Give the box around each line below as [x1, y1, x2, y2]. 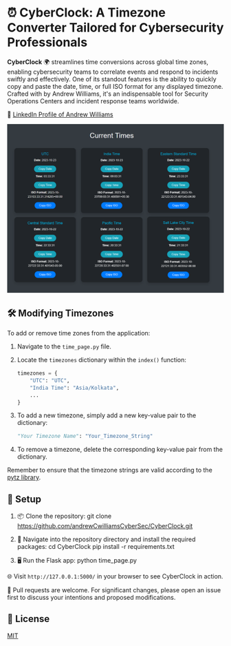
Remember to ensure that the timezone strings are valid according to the [7, 466, 213, 475]
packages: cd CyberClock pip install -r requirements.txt [16, 543, 175, 551]
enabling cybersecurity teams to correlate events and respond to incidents [7, 67, 219, 76]
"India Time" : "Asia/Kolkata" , [30, 384, 120, 391]
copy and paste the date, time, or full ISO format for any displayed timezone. [7, 82, 223, 90]
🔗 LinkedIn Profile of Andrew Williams [7, 110, 113, 118]
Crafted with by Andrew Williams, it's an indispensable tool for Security [7, 90, 208, 98]
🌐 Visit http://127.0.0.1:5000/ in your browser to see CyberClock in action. [7, 572, 223, 581]
